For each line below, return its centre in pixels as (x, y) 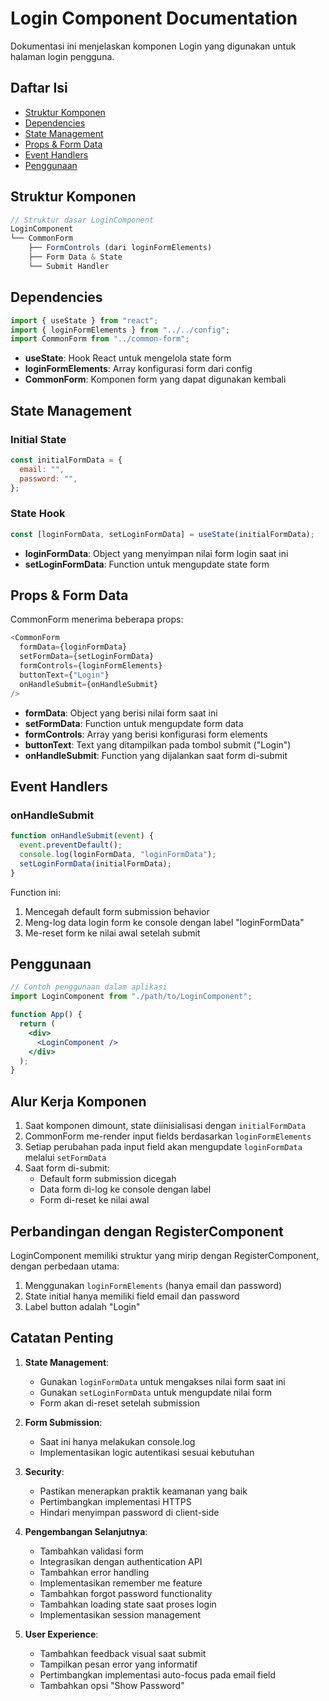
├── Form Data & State (75, 257)
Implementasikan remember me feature (121, 1583)
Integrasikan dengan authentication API (121, 1561)
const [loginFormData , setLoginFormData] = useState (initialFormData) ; (162, 534)
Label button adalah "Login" (82, 1306)
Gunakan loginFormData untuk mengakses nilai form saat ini (162, 1381)
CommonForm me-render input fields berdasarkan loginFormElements (168, 1136)
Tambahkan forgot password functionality (126, 1593)
